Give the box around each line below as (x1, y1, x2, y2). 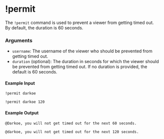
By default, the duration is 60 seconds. (5, 24, 83, 30)
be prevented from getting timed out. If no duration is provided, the (12, 64, 148, 69)
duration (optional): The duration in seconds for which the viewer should (12, 59, 159, 65)
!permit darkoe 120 (5, 99, 45, 105)
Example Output (5, 110, 39, 116)
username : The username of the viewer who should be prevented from (12, 48, 153, 54)
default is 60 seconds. (12, 69, 58, 75)
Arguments (5, 37, 33, 44)
